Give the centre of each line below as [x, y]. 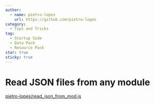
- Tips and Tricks [29, 29]
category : [16, 24]
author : [13, 10]
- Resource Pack [27, 48]
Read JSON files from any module [78, 82]
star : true [17, 52]
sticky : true [19, 57]
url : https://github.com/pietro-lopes [55, 19]
